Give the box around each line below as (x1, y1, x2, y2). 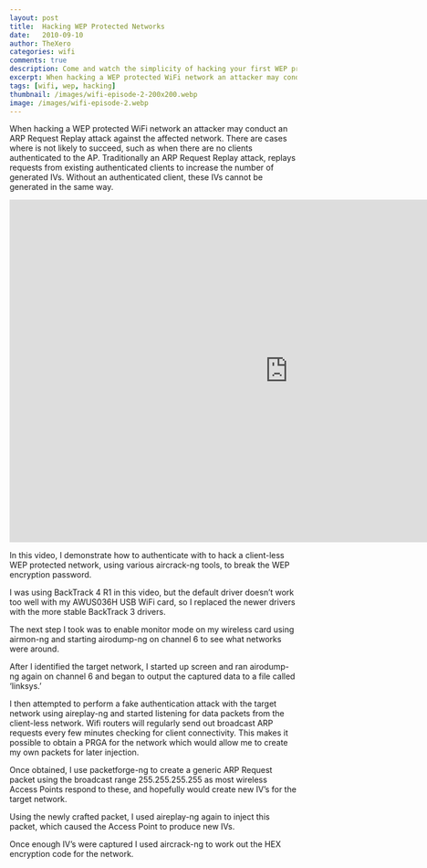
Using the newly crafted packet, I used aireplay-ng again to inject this (9, 811, 271, 822)
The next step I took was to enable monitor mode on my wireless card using (9, 624, 295, 635)
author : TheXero (9, 38, 71, 48)
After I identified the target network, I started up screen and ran (9, 662, 248, 672)
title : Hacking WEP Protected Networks (9, 22, 166, 31)
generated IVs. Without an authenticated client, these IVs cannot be (9, 172, 263, 183)
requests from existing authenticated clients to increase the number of (9, 162, 275, 174)
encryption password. (9, 569, 92, 580)
